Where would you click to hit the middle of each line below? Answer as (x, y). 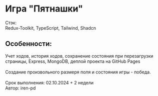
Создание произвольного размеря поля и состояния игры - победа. (78, 72)
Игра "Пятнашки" (44, 9)
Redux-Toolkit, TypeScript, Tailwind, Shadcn (51, 28)
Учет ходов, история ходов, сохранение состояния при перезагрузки (79, 56)
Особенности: (28, 44)
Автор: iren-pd (20, 88)
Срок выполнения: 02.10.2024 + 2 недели (49, 82)
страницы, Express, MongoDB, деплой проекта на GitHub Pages (73, 61)
